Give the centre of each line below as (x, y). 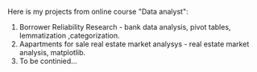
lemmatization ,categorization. (69, 36)
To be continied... (48, 61)
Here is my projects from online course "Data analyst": (98, 12)
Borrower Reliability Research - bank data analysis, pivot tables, (125, 27)
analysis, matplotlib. (52, 52)
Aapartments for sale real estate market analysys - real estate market (134, 44)
